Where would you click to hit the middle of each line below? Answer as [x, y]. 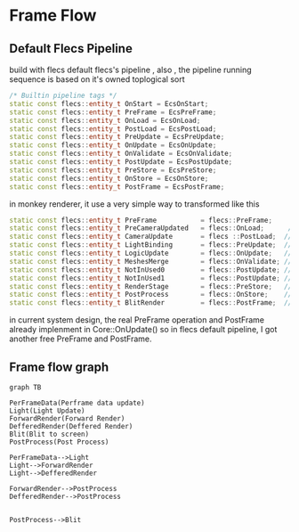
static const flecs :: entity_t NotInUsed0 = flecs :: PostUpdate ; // [151, 270]
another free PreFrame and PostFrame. [81, 339]
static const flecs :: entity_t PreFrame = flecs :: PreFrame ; [141, 220]
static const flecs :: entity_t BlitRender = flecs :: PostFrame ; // [151, 303]
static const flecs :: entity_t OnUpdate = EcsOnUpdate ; [113, 145]
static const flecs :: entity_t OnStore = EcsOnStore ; [109, 178]
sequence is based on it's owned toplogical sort [97, 79]
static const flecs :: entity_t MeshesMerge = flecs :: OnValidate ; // [151, 261]
